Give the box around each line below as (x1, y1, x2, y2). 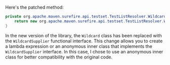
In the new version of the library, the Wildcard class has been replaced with (5, 32, 162, 38)
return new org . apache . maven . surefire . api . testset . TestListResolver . (14, 19, 164, 24)
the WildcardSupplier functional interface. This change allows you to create (5, 38, 163, 44)
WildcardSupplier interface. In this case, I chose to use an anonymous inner (5, 48, 163, 54)
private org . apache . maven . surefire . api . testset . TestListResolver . (5, 14, 148, 19)
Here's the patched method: (5, 5, 64, 10)
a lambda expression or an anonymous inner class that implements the (5, 43, 153, 49)
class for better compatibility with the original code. (5, 54, 113, 60)
